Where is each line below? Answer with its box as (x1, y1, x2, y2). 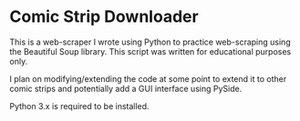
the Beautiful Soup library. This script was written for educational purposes (9, 45, 292, 56)
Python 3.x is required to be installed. (9, 100, 150, 111)
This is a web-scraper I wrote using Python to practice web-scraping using (9, 36, 291, 47)
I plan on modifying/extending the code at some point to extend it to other (9, 73, 287, 84)
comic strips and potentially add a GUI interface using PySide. (9, 83, 243, 94)
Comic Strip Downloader (9, 6, 199, 27)
